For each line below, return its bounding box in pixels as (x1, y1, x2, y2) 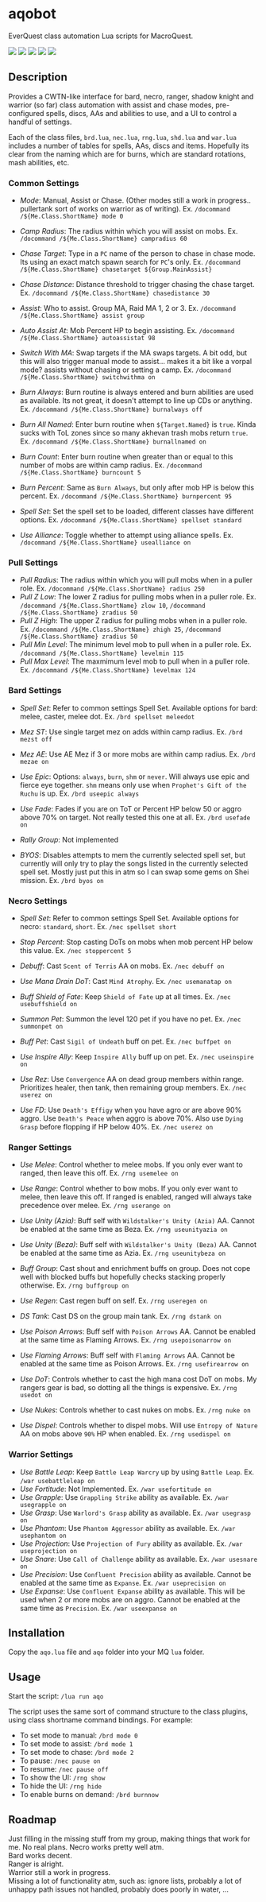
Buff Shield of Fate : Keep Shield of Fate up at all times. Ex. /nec (19, 991, 232, 1001)
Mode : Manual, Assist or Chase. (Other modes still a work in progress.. (19, 196, 252, 205)
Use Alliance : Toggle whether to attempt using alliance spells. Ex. (19, 530, 234, 540)
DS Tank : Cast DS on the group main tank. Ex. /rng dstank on (19, 1311, 222, 1321)
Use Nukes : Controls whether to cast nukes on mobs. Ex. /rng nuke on (19, 1405, 252, 1415)
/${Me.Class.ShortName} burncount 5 (19, 469, 141, 477)
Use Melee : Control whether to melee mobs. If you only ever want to (19, 1160, 244, 1169)
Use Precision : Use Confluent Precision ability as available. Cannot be (19, 1569, 252, 1579)
